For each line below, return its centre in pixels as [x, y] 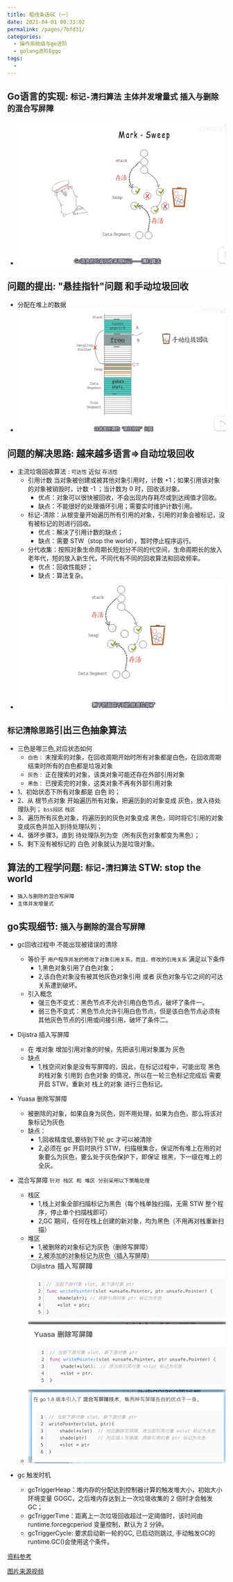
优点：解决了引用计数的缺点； [80, 532]
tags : [15, 59]
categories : [24, 37]
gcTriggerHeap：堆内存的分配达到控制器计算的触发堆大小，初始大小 [125, 1490]
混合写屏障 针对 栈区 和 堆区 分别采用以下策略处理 [84, 1180]
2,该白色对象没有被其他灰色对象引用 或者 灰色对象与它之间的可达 [130, 977]
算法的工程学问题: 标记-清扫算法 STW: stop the [104, 868]
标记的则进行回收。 [67, 524]
